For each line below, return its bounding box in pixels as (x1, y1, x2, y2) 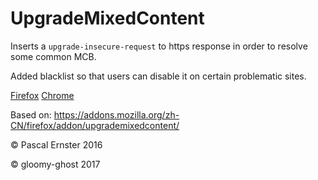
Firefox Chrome (10, 89, 75, 101)
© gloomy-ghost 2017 (10, 158, 101, 170)
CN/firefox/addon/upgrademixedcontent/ (10, 119, 180, 131)
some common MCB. (10, 50, 97, 62)
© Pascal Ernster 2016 (10, 138, 103, 151)
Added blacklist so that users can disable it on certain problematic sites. (10, 70, 307, 82)
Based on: (10, 108, 52, 121)
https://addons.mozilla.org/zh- (53, 108, 180, 121)
